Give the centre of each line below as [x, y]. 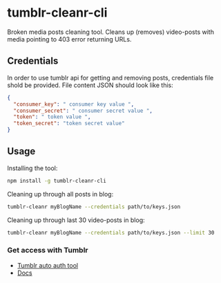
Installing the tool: [32, 168]
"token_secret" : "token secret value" [69, 124]
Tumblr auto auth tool [47, 265]
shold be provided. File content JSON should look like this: [90, 85]
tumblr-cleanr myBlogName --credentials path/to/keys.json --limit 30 [111, 232]
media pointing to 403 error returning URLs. [69, 39]
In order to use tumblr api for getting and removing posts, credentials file [110, 77]
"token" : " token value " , [52, 117]
